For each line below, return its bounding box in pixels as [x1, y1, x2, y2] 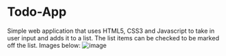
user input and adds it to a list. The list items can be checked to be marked [7, 33, 220, 42]
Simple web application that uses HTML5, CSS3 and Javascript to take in [7, 27, 215, 35]
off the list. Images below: [7, 41, 81, 49]
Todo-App [7, 4, 67, 20]
